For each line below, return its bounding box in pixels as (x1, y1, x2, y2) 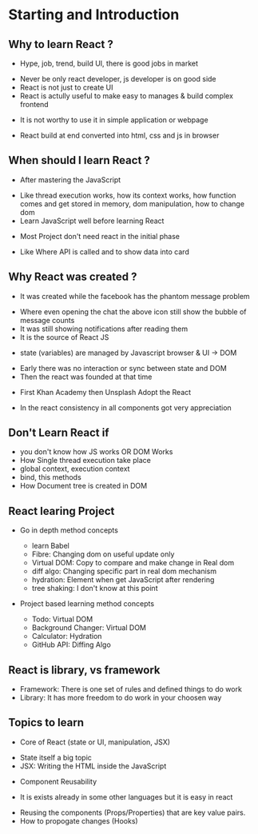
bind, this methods (19, 473, 81, 482)
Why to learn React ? (8, 38, 114, 51)
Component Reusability (19, 776, 97, 786)
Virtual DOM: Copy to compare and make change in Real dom (31, 558, 234, 568)
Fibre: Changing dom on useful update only (31, 549, 175, 559)
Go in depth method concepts (19, 525, 118, 535)
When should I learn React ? (8, 154, 150, 167)
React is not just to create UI (19, 82, 113, 92)
